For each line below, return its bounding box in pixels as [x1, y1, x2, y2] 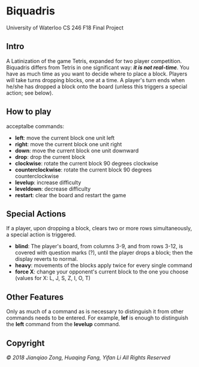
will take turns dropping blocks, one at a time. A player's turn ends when [6, 76, 185, 83]
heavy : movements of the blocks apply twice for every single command [14, 262, 193, 269]
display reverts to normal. [14, 255, 78, 263]
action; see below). [6, 89, 54, 97]
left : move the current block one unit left [14, 134, 115, 142]
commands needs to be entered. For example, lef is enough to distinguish [6, 314, 189, 321]
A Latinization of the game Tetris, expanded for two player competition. [6, 57, 182, 64]
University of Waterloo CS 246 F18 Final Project [6, 24, 124, 31]
